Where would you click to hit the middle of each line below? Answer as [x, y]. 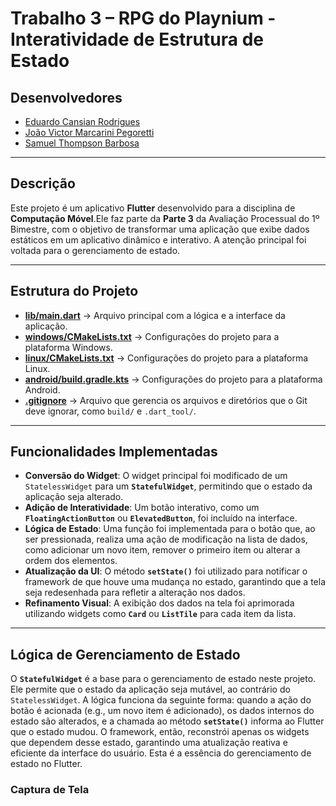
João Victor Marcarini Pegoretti [89, 132]
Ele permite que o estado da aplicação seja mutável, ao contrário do [150, 689]
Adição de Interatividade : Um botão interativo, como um [142, 508]
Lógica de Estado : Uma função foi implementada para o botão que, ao [170, 529]
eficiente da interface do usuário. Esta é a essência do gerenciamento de [161, 753]
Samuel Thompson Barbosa [82, 143]
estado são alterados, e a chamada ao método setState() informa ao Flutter [167, 721]
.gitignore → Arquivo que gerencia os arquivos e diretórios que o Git [166, 400]
